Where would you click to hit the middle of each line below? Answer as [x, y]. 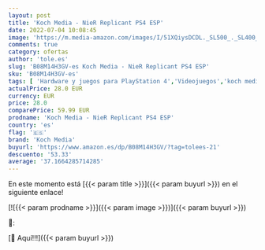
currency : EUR [32, 96]
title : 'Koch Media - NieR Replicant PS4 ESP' [86, 23]
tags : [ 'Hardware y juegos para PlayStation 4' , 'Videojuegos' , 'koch [125, 81]
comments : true [33, 45]
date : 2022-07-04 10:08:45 [52, 30]
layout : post [30, 15]
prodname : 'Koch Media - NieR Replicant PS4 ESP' [91, 118]
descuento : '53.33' [40, 154]
